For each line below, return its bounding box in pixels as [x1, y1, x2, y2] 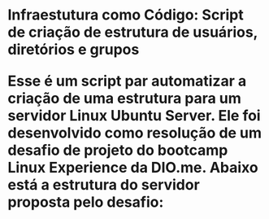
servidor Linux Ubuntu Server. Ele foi [7, 107, 261, 125]
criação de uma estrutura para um [7, 90, 241, 107]
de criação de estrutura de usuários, [7, 23, 258, 42]
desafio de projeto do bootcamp [7, 141, 228, 160]
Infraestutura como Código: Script [7, 6, 245, 24]
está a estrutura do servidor [7, 176, 200, 195]
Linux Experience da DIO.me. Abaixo [7, 159, 258, 177]
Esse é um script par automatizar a [7, 72, 247, 90]
